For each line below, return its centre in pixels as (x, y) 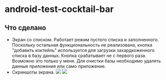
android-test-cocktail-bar (59, 9)
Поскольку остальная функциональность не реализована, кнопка (82, 45)
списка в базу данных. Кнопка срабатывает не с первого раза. (79, 55)
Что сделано (25, 28)
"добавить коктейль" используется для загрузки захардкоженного (83, 50)
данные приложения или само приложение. (59, 66)
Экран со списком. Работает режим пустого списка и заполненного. (85, 39)
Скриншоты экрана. (33, 72)
